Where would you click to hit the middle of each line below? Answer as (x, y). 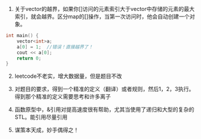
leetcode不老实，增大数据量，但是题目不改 (68, 76)
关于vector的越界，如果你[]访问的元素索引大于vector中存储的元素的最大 (104, 9)
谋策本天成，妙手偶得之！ (47, 130)
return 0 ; (29, 58)
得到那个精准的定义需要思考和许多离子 (62, 97)
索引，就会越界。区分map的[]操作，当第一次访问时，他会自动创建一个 (102, 16)
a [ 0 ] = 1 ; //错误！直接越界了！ (55, 47)
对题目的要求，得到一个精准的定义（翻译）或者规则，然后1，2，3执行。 (104, 89)
